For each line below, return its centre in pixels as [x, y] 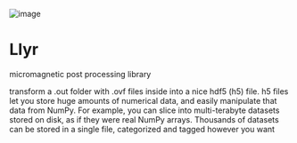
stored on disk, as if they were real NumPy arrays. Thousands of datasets [144, 119]
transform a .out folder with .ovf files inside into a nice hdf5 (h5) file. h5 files [149, 91]
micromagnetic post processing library [80, 74]
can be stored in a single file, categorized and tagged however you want [142, 129]
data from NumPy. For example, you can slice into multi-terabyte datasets [144, 110]
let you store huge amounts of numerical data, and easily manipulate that [143, 100]
